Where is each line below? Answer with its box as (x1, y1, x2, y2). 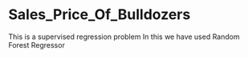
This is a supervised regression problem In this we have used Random (8, 32, 240, 41)
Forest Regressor (8, 40, 66, 49)
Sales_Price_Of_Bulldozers (8, 6, 191, 24)
